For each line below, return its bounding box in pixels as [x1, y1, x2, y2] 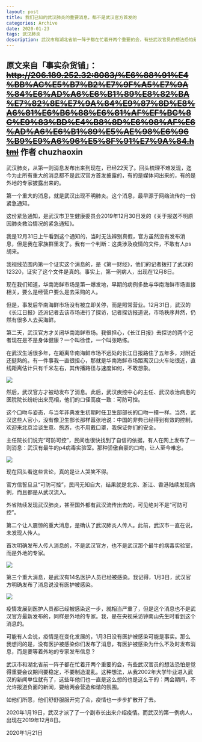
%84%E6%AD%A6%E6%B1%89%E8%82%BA [6, 89, 190, 99]
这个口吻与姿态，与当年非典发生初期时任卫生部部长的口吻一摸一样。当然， [6, 409, 191, 416]
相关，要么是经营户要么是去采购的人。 [6, 288, 101, 295]
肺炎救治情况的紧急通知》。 [11, 220, 78, 227]
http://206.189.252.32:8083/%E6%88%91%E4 [6, 70, 189, 81]
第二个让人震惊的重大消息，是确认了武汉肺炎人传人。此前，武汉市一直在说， [6, 521, 196, 528]
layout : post [6, 8, 39, 15]
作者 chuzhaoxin [20, 147, 83, 157]
